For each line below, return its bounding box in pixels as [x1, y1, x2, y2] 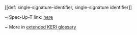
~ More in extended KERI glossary [5, 24, 76, 30]
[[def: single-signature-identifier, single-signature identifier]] [5, 5, 132, 10]
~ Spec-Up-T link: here [5, 14, 53, 20]
